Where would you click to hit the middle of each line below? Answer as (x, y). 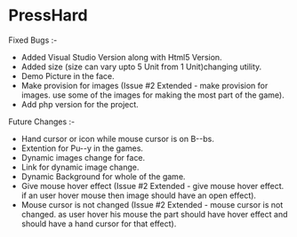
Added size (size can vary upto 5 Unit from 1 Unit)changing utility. (141, 67)
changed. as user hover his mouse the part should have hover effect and (154, 214)
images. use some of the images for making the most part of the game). (153, 95)
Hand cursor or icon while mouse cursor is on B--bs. (117, 138)
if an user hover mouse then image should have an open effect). (139, 195)
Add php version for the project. (80, 104)
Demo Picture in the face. (68, 75)
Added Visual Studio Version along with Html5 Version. (122, 57)
